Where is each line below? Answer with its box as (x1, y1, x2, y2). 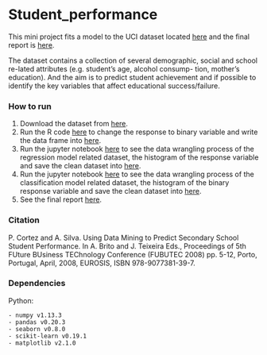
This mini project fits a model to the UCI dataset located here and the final (8, 32, 250, 41)
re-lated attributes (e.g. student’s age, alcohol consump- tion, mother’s (8, 64, 240, 73)
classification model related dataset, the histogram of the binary (19, 178, 230, 187)
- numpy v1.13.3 (8, 311, 62, 319)
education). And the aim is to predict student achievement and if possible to (8, 72, 257, 82)
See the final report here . (19, 195, 102, 204)
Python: (8, 295, 34, 305)
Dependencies (8, 278, 66, 289)
